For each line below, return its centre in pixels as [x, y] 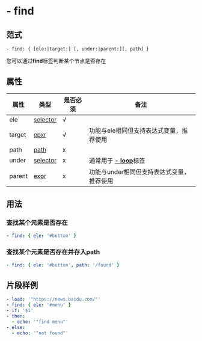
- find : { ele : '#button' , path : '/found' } [63, 265]
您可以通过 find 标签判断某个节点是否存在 [56, 61]
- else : [16, 327]
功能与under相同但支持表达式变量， [140, 171]
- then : [16, 316]
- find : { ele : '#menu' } [38, 305]
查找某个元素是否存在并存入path [53, 252]
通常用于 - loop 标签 [117, 161]
